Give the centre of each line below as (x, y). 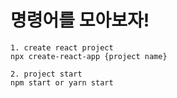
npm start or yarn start (62, 82)
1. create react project (62, 47)
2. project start (46, 74)
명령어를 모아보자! (80, 20)
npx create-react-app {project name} (89, 56)
